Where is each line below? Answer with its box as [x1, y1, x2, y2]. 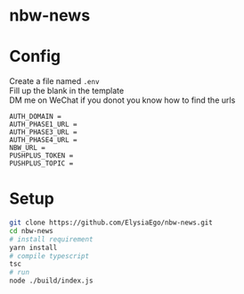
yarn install [9, 243, 58, 252]
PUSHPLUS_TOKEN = [9, 151, 74, 161]
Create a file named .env [9, 76, 100, 87]
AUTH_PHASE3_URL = [9, 128, 77, 137]
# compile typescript [9, 251, 90, 260]
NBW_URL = [9, 144, 46, 153]
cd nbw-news [9, 226, 53, 235]
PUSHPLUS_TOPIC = [9, 159, 74, 168]
